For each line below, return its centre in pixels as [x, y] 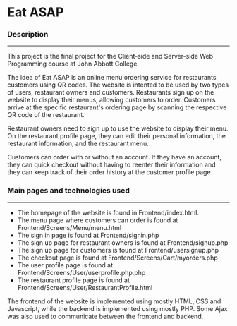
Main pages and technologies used [69, 191]
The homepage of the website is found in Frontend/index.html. [108, 212]
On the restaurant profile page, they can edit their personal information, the [116, 136]
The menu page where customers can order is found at [98, 220]
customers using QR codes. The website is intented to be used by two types [118, 85]
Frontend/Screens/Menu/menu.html [69, 227]
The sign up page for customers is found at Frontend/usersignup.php [118, 250]
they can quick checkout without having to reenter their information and [112, 165]
